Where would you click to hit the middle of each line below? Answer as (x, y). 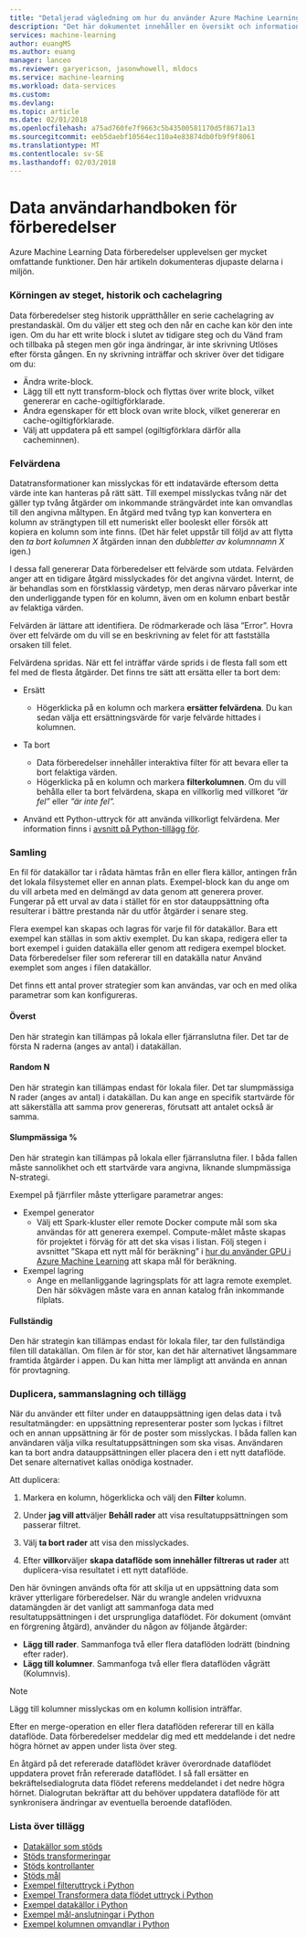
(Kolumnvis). (46, 1674)
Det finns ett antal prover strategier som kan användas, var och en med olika (153, 985)
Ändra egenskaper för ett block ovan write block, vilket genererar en (151, 410)
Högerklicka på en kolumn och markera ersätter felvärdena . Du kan (164, 708)
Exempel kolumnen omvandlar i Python (96, 1923)
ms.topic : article (44, 111)
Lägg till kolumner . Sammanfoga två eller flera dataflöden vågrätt (147, 1664)
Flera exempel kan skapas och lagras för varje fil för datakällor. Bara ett (143, 929)
